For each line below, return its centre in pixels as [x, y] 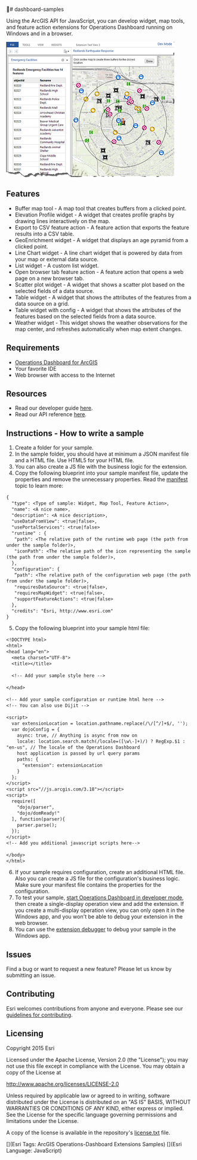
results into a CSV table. [44, 234]
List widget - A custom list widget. [57, 265]
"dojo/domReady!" [39, 813]
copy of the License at [34, 1072]
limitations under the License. [42, 1121]
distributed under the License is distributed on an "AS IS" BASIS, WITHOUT [98, 1102]
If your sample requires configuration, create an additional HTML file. [100, 872]
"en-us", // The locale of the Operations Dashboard [73, 747]
